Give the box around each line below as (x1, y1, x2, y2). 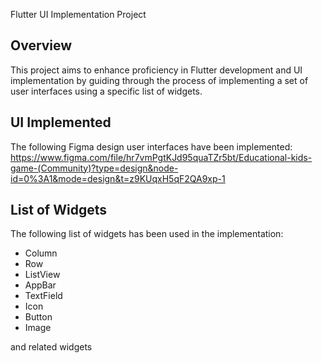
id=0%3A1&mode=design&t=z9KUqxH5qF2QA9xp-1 (10, 172, 226, 184)
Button (24, 311, 53, 323)
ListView (24, 269, 61, 281)
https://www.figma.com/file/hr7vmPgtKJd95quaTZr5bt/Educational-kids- (10, 151, 313, 163)
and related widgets (10, 341, 93, 353)
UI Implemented (10, 114, 112, 131)
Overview (10, 37, 73, 54)
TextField (24, 290, 63, 302)
